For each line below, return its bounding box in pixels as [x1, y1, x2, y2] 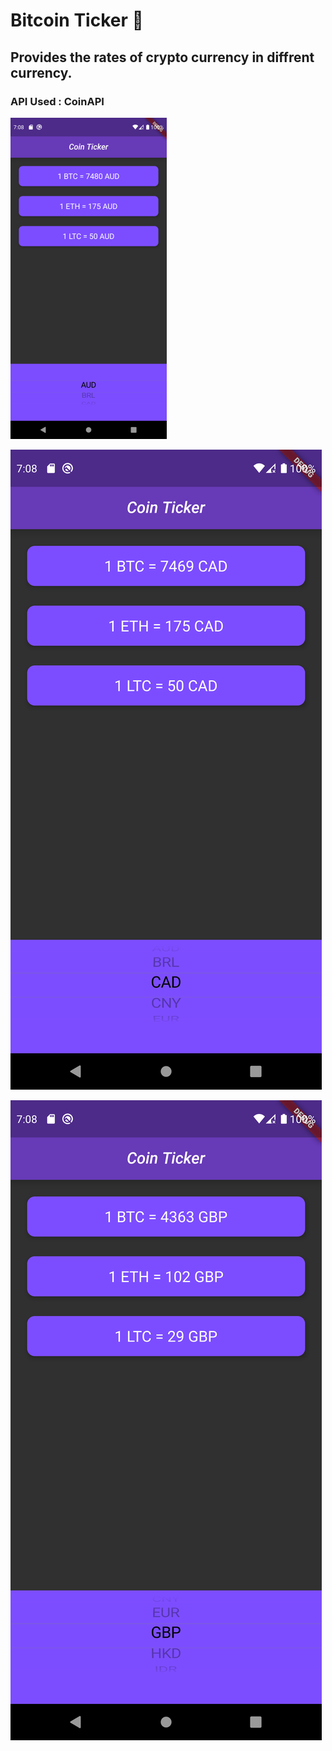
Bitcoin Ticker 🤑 [10, 9, 144, 32]
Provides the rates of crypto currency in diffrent [10, 49, 315, 66]
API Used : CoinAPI [10, 94, 105, 108]
